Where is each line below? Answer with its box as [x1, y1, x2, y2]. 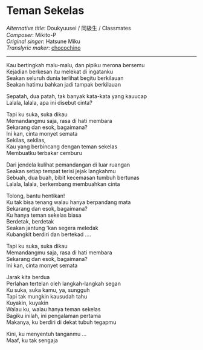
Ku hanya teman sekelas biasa [6, 211, 82, 219]
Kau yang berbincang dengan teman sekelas [6, 143, 118, 150]
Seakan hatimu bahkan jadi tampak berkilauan [6, 81, 121, 88]
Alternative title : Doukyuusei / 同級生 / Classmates [6, 24, 131, 31]
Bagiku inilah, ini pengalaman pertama [6, 312, 101, 319]
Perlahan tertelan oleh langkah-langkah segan [6, 280, 121, 287]
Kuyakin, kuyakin [6, 299, 49, 306]
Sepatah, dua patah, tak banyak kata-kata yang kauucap [6, 92, 147, 100]
